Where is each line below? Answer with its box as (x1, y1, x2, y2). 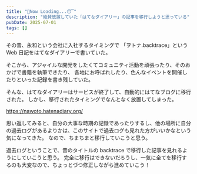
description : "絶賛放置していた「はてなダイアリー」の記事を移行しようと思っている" (6, 14, 190, 20)
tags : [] (6, 25, 28, 31)
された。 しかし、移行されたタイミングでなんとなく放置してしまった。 (6, 96, 178, 103)
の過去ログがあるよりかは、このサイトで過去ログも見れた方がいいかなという (6, 127, 192, 134)
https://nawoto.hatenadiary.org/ (6, 108, 84, 115)
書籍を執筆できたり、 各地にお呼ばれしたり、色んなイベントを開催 (21, 69, 182, 76)
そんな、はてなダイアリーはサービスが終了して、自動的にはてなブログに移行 (6, 88, 191, 95)
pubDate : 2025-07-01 (6, 19, 57, 25)
